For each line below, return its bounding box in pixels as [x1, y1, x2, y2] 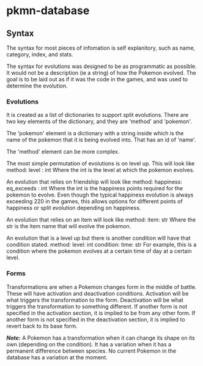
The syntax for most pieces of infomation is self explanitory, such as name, [6, 44, 196, 51]
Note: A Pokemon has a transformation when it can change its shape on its [6, 334, 195, 342]
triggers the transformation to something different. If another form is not [6, 302, 188, 310]
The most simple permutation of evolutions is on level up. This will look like [6, 160, 195, 167]
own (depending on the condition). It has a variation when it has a [6, 340, 172, 348]
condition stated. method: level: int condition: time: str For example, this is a [6, 241, 197, 248]
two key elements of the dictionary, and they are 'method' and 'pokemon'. [6, 118, 193, 125]
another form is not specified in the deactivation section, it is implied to [6, 316, 185, 323]
